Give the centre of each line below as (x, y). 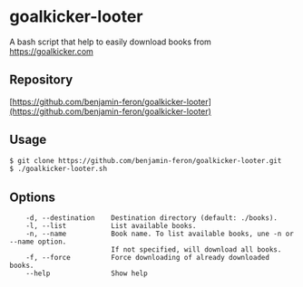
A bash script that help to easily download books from (110, 42)
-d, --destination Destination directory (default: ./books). (152, 218)
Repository (41, 80)
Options (33, 197)
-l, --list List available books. (111, 226)
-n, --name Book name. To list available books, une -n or (160, 234)
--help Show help (87, 273)
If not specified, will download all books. (196, 250)
